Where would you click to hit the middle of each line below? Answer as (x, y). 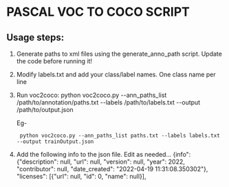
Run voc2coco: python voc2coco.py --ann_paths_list (91, 95)
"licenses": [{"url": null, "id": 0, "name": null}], (81, 176)
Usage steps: (35, 37)
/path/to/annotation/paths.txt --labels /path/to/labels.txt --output (108, 102)
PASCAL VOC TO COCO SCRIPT (98, 12)
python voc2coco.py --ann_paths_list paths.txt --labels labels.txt (120, 135)
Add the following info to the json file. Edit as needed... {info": (103, 154)
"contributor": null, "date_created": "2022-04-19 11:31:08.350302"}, (112, 169)
